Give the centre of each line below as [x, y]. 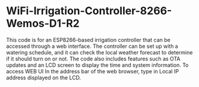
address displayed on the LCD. [44, 78]
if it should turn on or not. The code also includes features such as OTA [93, 59]
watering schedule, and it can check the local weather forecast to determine [99, 52]
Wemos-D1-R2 [43, 23]
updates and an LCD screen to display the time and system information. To [97, 65]
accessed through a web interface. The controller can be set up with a [92, 46]
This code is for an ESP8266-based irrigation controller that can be [88, 40]
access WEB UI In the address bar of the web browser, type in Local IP [93, 71]
